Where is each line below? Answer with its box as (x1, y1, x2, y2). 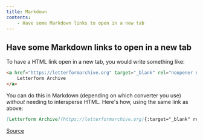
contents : (6, 14, 31, 20)
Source (6, 127, 24, 134)
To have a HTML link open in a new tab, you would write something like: (6, 58, 185, 65)
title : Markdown (6, 8, 47, 15)
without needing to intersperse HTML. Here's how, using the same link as (6, 98, 188, 105)
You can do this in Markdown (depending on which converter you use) (6, 91, 181, 99)
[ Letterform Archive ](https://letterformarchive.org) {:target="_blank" (6, 116, 190, 122)
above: (6, 105, 24, 112)
